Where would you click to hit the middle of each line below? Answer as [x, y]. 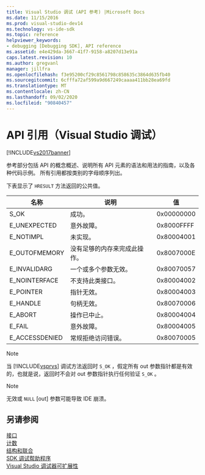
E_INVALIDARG [31, 268]
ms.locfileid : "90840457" [39, 103]
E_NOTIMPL [27, 237]
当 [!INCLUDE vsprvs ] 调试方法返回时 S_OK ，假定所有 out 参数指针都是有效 [99, 366]
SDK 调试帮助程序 [29, 458]
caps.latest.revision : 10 [39, 57]
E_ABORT [23, 314]
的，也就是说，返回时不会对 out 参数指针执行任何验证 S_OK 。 [83, 374]
